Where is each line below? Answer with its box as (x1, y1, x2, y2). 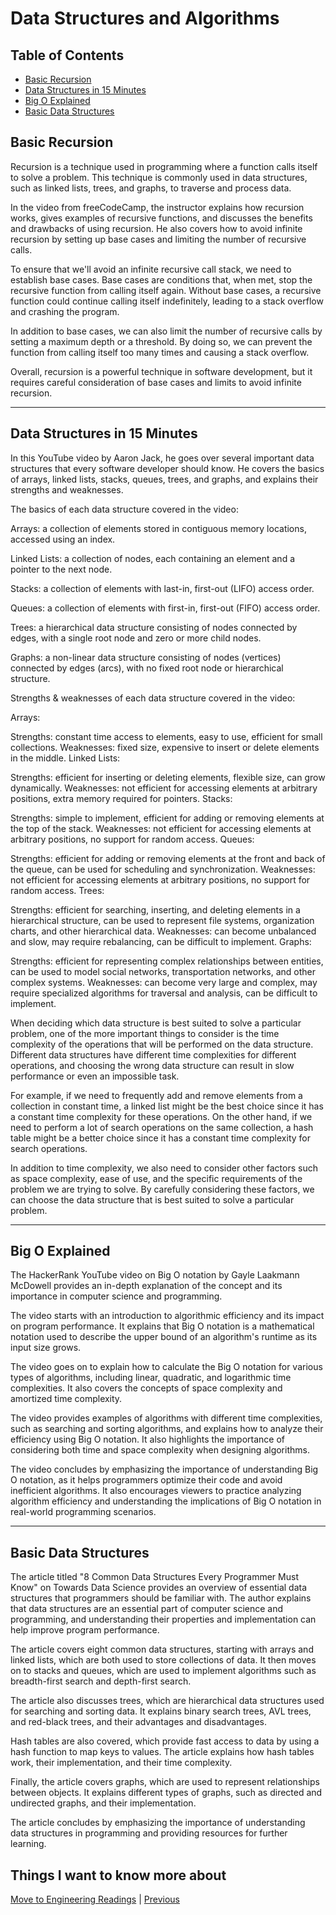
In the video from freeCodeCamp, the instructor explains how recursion (10, 201, 305, 213)
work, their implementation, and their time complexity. (10, 1757, 233, 1769)
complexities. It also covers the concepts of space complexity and (10, 1382, 283, 1394)
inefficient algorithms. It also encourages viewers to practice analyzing (10, 1485, 302, 1497)
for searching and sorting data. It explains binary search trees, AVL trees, (10, 1705, 312, 1717)
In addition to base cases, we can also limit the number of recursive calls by (10, 325, 323, 337)
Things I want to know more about (10, 1867, 227, 1884)
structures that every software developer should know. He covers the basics (10, 462, 325, 474)
